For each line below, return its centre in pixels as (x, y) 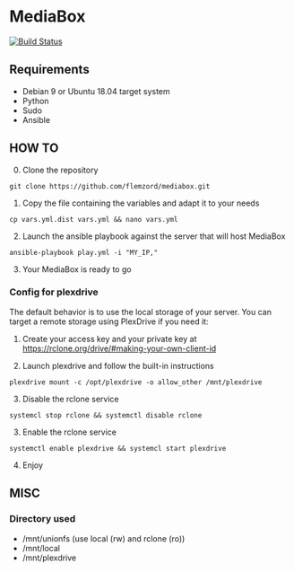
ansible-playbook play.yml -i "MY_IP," (84, 252)
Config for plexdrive (54, 292)
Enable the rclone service (69, 432)
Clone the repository (60, 170)
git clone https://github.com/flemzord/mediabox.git (110, 186)
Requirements (49, 70)
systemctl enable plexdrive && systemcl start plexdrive (118, 448)
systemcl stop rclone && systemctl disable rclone (106, 415)
